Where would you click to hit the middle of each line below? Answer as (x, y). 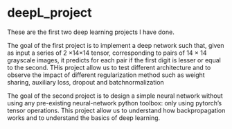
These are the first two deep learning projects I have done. (91, 32)
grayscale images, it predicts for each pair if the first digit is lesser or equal (114, 60)
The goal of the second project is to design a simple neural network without (115, 96)
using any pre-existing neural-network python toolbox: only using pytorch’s (115, 103)
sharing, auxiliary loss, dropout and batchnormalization (86, 82)
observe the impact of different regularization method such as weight (106, 75)
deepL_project (50, 13)
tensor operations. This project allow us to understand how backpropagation (116, 110)
